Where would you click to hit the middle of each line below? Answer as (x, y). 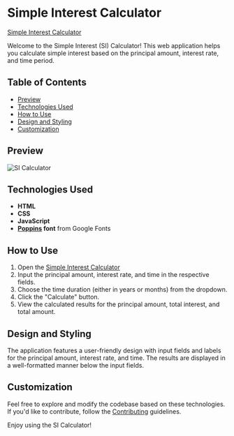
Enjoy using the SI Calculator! (50, 425)
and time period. (31, 60)
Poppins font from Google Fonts (64, 229)
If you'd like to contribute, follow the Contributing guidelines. (94, 411)
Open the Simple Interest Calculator (68, 267)
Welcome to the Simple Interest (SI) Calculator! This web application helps (114, 45)
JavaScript (34, 221)
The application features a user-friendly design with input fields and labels (114, 351)
